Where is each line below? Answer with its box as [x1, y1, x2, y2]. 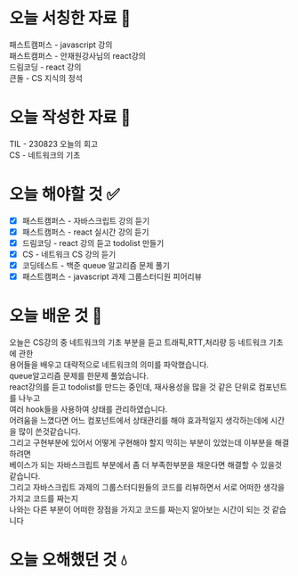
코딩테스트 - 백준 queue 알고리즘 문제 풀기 [21, 260, 171, 271]
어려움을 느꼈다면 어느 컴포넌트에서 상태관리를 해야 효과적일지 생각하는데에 [9, 416, 269, 426]
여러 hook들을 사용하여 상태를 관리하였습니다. [9, 404, 168, 415]
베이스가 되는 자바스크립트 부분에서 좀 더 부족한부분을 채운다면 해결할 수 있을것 [9, 460, 283, 471]
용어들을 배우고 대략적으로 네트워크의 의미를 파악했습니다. [9, 359, 209, 370]
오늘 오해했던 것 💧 [9, 550, 127, 571]
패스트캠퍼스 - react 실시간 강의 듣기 [21, 226, 149, 237]
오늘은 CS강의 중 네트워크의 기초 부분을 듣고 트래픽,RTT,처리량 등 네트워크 [9, 337, 267, 348]
